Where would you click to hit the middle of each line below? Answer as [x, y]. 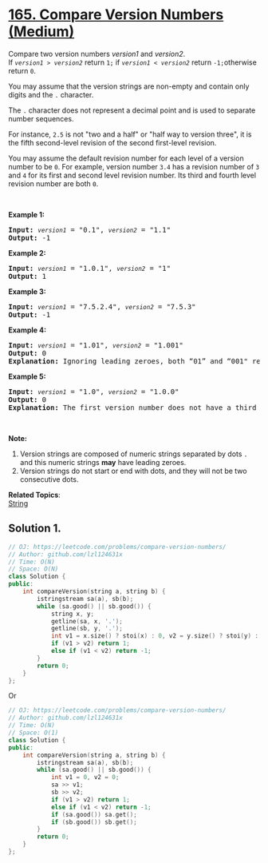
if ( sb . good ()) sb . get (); [94, 822]
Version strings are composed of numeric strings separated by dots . [134, 454]
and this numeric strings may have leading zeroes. [103, 462]
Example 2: [27, 253]
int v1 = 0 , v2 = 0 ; [85, 777]
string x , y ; [72, 614]
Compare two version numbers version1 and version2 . [97, 54]
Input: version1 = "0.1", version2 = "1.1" [90, 230]
